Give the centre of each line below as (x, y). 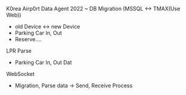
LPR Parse (19, 51)
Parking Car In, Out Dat (43, 62)
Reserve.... (28, 39)
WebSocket (20, 74)
